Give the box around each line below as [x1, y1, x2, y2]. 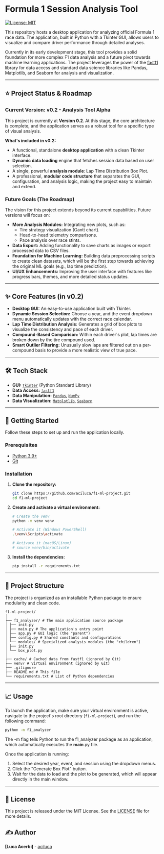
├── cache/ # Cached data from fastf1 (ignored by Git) [5, 656, 121, 661]
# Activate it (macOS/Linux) [12, 541, 72, 546]
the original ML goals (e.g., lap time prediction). [12, 263, 107, 269]
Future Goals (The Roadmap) [5, 196, 75, 202]
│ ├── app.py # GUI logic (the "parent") [5, 631, 91, 636]
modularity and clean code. [5, 600, 60, 606]
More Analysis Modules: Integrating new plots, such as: [12, 222, 126, 227]
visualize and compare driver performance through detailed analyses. [5, 39, 145, 45]
